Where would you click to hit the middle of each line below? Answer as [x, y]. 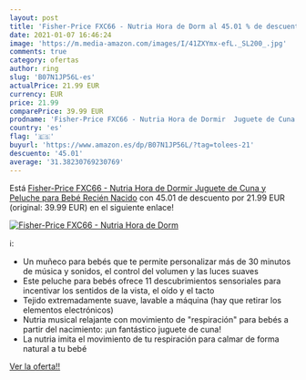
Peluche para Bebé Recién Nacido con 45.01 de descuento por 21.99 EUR [147, 198]
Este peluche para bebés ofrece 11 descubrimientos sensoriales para [152, 281]
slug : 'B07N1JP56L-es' [52, 77]
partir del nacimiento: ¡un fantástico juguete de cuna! [122, 329]
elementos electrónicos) [68, 310]
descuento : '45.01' [46, 153]
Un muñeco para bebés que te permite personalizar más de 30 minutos [157, 262]
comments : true [38, 52]
